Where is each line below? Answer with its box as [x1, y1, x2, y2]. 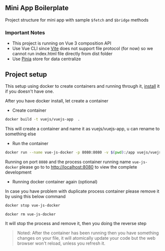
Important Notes [5, 29, 45, 36]
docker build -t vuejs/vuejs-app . [5, 117, 80, 122]
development [5, 169, 32, 175]
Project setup [5, 70, 48, 78]
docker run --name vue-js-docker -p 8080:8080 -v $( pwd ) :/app [5, 150, 135, 155]
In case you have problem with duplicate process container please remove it [5, 188, 160, 194]
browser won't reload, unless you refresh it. [17, 240, 106, 247]
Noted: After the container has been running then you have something [17, 230, 159, 236]
